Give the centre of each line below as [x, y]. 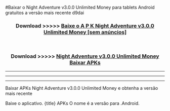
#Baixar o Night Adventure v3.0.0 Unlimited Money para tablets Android [80, 7]
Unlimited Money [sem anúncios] [85, 32]
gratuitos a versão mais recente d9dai [45, 13]
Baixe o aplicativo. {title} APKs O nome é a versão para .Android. [73, 103]
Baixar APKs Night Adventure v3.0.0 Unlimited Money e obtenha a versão [82, 88]
